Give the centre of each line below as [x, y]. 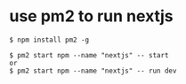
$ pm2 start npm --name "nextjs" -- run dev [93, 71]
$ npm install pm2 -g [49, 40]
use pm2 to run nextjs [91, 16]
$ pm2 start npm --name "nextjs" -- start [89, 55]
